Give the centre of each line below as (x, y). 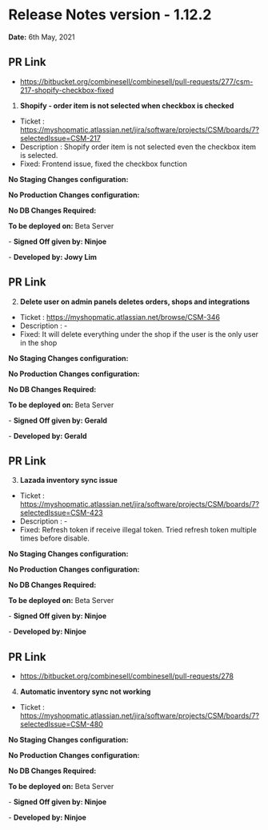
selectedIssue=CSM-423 (61, 513)
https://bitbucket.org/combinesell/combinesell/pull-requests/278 (127, 676)
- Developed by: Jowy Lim (53, 257)
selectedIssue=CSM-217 (60, 138)
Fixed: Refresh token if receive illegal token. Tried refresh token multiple (138, 530)
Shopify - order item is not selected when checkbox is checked (127, 105)
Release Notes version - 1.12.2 (110, 15)
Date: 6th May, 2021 (42, 37)
